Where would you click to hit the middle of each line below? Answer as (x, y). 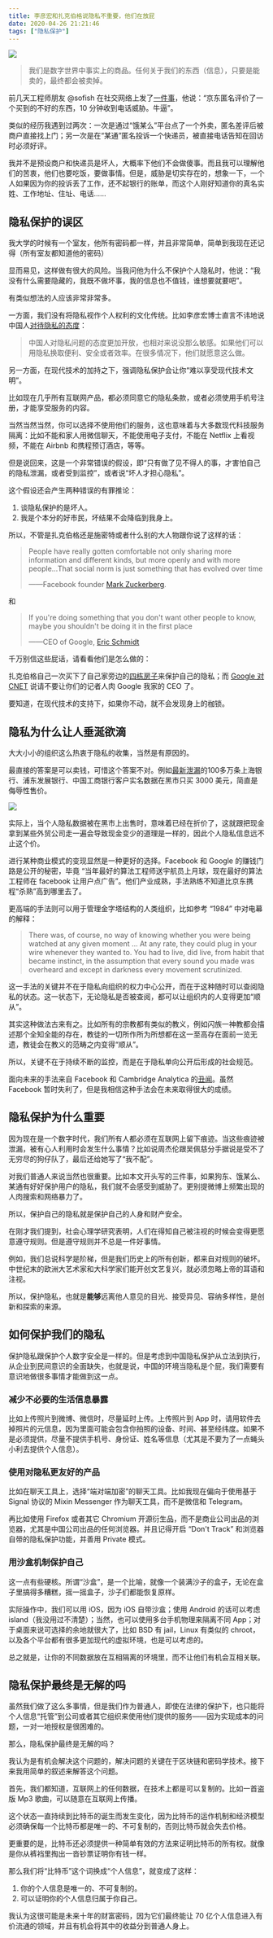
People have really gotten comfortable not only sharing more (130, 551)
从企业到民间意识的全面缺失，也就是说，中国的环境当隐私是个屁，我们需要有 (136, 1366)
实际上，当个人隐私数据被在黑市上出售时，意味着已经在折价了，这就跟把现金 (136, 823)
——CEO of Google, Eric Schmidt (84, 642)
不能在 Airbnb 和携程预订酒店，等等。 (85, 445)
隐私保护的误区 (46, 222)
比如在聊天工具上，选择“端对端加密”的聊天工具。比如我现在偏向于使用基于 (133, 1492)
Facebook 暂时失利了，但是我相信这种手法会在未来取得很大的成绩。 (122, 1089)
